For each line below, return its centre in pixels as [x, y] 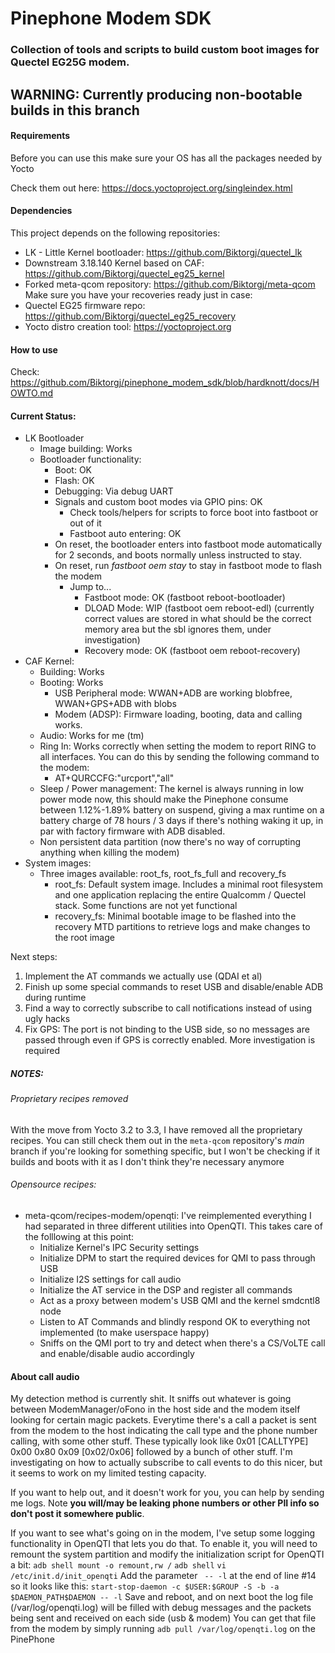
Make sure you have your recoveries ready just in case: [138, 294]
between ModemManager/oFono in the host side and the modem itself [155, 1409]
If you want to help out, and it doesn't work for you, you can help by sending [167, 1493]
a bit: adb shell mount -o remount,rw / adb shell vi [118, 1565]
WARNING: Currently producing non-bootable [156, 94]
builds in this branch [75, 110]
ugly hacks [47, 1019]
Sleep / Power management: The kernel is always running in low [171, 789]
